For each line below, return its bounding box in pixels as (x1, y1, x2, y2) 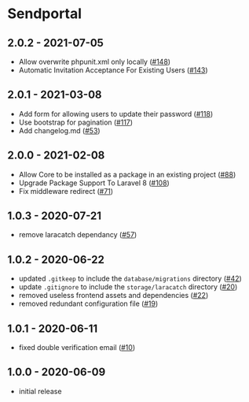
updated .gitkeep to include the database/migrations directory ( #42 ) (18, 274, 243, 284)
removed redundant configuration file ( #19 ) (18, 299, 159, 308)
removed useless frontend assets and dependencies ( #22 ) (18, 291, 209, 300)
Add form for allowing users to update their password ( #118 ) (18, 109, 214, 118)
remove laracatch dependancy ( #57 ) (18, 230, 137, 240)
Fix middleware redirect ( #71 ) (18, 186, 114, 195)
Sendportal (7, 5, 82, 23)
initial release (18, 386, 62, 396)
